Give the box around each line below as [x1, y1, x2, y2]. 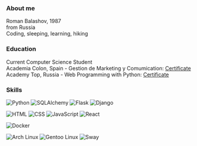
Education [6, 45, 37, 53]
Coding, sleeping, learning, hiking [6, 30, 88, 37]
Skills [6, 86, 23, 94]
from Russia [6, 24, 36, 31]
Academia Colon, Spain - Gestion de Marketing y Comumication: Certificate [6, 64, 191, 72]
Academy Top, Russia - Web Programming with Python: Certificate [6, 71, 169, 78]
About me [6, 4, 36, 12]
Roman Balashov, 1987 [6, 18, 61, 25]
